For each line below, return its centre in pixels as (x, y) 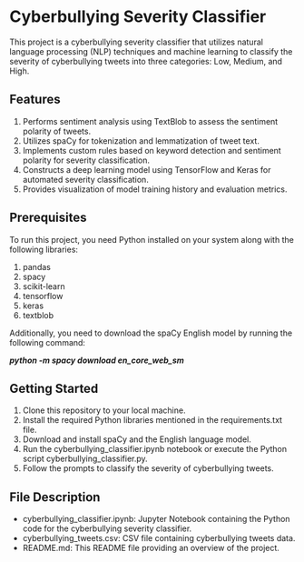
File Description (55, 497)
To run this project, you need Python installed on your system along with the (152, 239)
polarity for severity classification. (86, 160)
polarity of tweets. (57, 131)
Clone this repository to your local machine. (104, 410)
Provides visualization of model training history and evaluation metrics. (155, 189)
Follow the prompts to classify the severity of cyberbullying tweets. (148, 468)
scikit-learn (44, 286)
